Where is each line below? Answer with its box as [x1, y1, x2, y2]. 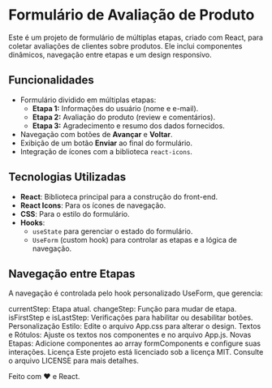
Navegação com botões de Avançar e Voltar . [19, 129, 173, 139]
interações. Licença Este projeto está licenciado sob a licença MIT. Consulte [8, 347, 264, 357]
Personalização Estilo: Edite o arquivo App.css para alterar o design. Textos [8, 321, 261, 331]
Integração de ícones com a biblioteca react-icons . [19, 146, 193, 156]
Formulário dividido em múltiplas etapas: [19, 95, 157, 105]
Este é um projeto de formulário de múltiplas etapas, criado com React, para [8, 32, 264, 42]
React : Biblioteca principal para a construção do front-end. [19, 192, 218, 201]
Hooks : [19, 218, 45, 227]
